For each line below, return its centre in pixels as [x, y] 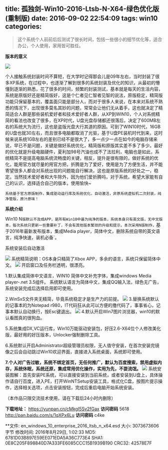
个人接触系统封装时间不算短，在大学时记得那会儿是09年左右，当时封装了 [80, 76]
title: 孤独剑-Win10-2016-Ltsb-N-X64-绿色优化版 [82, 9]
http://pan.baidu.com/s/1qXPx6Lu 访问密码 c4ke [55, 415]
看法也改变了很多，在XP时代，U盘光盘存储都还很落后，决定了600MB [85, 120]
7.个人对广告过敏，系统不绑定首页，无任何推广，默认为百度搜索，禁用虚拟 [81, 362]
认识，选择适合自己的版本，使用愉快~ [52, 183]
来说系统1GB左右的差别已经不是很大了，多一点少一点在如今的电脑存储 [81, 139]
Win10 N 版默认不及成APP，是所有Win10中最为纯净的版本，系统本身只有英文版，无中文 [82, 219]
